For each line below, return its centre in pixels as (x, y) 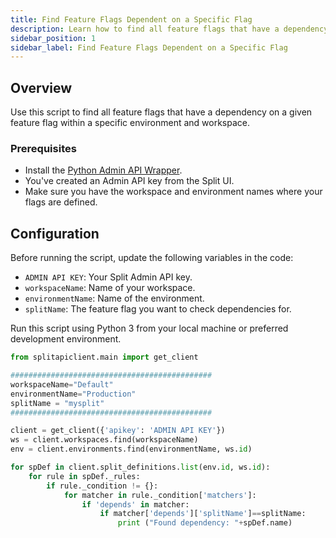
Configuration (55, 233)
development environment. (66, 339)
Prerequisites (43, 148)
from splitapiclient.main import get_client (104, 357)
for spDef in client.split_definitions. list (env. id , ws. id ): (140, 467)
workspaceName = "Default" (62, 384)
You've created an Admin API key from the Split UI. (129, 181)
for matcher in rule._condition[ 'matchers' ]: (160, 495)
